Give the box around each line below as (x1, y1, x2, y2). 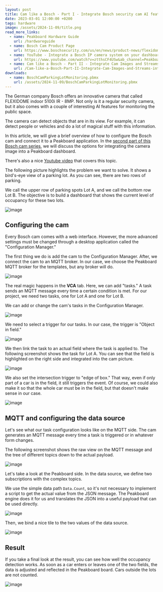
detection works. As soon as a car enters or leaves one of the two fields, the (5, 562, 158, 568)
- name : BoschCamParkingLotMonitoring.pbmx (9, 75, 98, 80)
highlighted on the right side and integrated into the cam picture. (5, 356, 134, 362)
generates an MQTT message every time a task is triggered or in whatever (5, 432, 154, 438)
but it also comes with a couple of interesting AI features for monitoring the (5, 103, 155, 109)
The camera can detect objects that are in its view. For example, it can (5, 118, 146, 124)
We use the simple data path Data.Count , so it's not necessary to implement (5, 486, 156, 492)
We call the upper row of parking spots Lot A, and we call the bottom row (5, 187, 151, 193)
